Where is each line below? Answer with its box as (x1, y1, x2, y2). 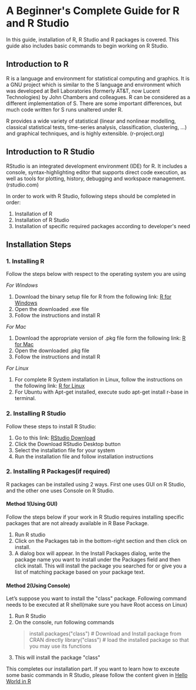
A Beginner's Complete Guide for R (6, 4, 180, 18)
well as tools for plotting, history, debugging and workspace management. (6, 175, 186, 182)
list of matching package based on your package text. (14, 569, 146, 576)
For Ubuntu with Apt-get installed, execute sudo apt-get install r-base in (14, 388, 189, 395)
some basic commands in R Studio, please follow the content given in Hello (6, 672, 188, 679)
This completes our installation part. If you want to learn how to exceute (6, 665, 180, 672)
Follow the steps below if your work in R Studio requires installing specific (6, 513, 184, 520)
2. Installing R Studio (6, 410, 66, 418)
